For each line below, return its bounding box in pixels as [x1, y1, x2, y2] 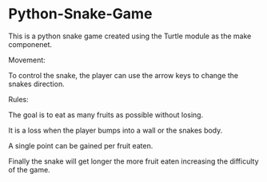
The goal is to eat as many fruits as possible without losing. [8, 109, 204, 120]
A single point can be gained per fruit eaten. [8, 140, 153, 150]
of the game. [8, 164, 50, 174]
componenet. [8, 39, 53, 49]
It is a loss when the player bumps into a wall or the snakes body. [8, 125, 223, 135]
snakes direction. [8, 79, 66, 89]
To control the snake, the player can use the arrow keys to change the [8, 70, 239, 80]
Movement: [8, 55, 46, 65]
